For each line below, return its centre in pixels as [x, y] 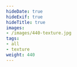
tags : [13, 38]
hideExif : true [24, 17]
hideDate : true [24, 11]
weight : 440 [20, 55]
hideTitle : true [26, 22]
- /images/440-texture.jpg [39, 33]
